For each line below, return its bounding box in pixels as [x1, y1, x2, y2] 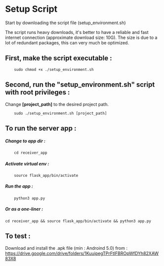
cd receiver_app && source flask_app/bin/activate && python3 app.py [5, 218, 152, 224]
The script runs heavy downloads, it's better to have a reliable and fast [5, 29, 149, 35]
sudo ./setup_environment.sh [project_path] [14, 111, 107, 116]
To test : [5, 232, 31, 240]
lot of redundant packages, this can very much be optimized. [5, 39, 129, 45]
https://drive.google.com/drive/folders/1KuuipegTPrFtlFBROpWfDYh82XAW [5, 250, 159, 256]
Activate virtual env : [5, 161, 49, 166]
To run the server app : [5, 124, 77, 133]
